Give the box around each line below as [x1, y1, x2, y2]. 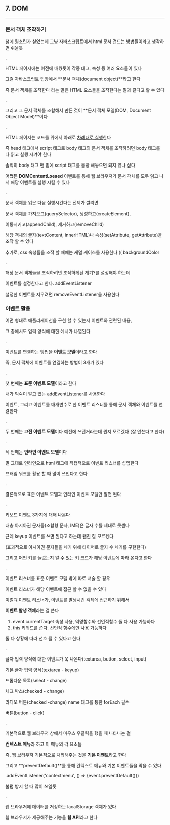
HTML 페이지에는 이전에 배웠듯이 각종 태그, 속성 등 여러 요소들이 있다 [5, 65, 142, 71]
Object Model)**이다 [5, 114, 48, 120]
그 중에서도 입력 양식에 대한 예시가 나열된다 [5, 328, 91, 335]
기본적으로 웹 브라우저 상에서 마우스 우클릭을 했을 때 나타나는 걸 [5, 730, 131, 736]
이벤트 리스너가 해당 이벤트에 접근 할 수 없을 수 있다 [5, 586, 106, 592]
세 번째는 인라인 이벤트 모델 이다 [5, 449, 67, 455]
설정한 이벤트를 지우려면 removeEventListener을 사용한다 [5, 291, 120, 298]
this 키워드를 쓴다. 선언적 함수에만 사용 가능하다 [12, 625, 107, 631]
